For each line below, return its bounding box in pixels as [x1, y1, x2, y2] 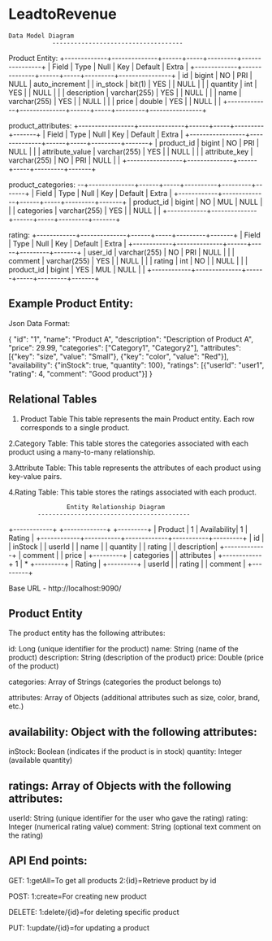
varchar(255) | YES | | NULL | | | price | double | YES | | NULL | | [8, 96, 222, 106]
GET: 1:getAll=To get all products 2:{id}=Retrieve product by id [8, 875, 217, 885]
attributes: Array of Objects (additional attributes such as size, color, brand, [8, 693, 261, 703]
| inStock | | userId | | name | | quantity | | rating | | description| [8, 542, 218, 551]
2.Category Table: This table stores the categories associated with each [8, 438, 249, 448]
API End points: [8, 854, 88, 868]
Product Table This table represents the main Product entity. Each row [19, 414, 255, 424]
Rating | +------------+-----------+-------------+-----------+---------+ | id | [8, 533, 265, 542]
